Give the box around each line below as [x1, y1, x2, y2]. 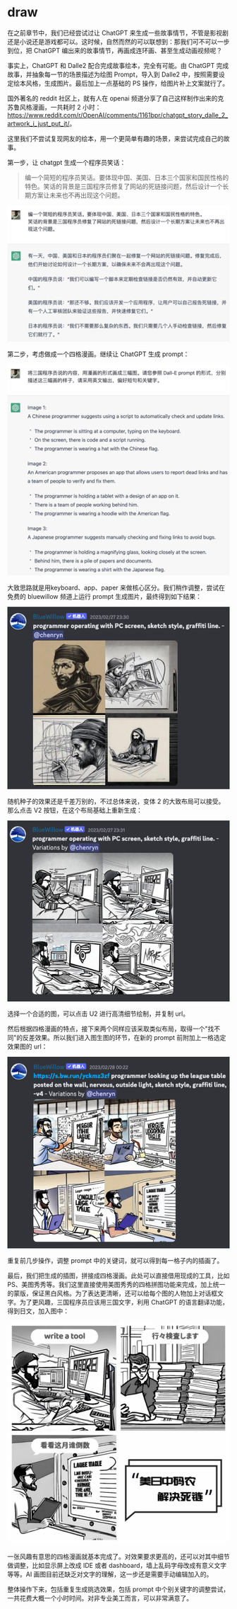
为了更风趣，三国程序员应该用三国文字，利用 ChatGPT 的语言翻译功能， [19, 1298, 229, 1306]
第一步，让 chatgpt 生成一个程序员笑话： [7, 158, 126, 166]
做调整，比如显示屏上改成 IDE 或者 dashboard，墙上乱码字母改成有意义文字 [7, 1561, 227, 1569]
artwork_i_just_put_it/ [7, 119, 70, 127]
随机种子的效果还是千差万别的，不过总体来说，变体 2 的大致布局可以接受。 [7, 797, 225, 806]
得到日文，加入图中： [7, 1307, 69, 1315]
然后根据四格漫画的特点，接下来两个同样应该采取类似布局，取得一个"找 [7, 1024, 214, 1033]
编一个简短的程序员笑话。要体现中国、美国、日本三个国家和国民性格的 [24, 173, 229, 181]
